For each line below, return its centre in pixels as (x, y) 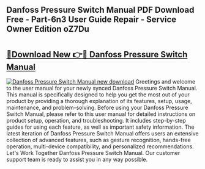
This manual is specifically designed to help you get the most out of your (98, 95)
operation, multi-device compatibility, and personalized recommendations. (100, 146)
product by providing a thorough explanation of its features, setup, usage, (99, 101)
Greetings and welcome (166, 81)
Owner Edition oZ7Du (48, 29)
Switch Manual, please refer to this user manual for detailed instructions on (101, 114)
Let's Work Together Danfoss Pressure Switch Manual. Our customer (93, 153)
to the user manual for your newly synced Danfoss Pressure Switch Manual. (102, 88)
